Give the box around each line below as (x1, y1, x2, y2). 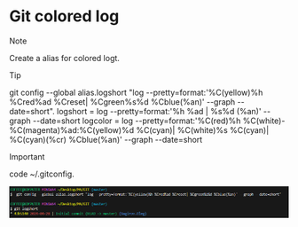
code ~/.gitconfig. (9, 168, 75, 179)
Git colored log (9, 6, 120, 27)
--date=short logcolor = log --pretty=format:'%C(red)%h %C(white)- (32, 115, 286, 126)
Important (9, 151, 45, 161)
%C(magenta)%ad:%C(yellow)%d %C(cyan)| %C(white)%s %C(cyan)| (9, 124, 270, 135)
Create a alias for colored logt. (9, 52, 120, 63)
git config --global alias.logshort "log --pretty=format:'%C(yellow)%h (9, 87, 263, 98)
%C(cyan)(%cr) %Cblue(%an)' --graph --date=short (9, 134, 203, 145)
